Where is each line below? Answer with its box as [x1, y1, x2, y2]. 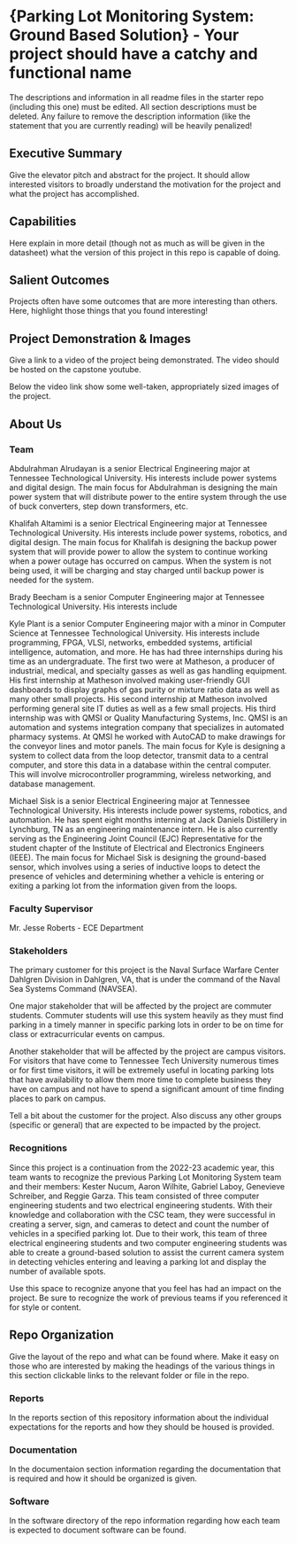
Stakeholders [9, 945, 68, 957]
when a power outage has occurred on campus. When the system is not [9, 556, 272, 566]
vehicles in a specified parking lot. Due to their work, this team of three [9, 1228, 268, 1238]
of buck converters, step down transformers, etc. [9, 501, 188, 511]
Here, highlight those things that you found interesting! [9, 306, 208, 316]
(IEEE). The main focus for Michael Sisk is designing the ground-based [9, 852, 267, 862]
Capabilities [9, 214, 77, 230]
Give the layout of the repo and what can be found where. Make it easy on [9, 1351, 279, 1361]
